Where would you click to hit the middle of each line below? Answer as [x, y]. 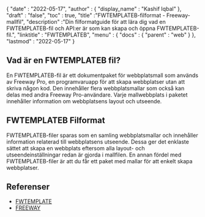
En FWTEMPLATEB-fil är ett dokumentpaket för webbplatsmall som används [102, 75]
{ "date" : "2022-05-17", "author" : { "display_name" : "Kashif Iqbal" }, [94, 9]
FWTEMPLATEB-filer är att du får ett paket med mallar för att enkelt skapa [99, 161]
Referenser [28, 187]
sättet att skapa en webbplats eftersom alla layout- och [76, 148]
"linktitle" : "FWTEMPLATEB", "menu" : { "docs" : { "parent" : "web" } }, [106, 35]
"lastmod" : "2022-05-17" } [41, 41]
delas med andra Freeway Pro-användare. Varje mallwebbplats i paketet [97, 95]
